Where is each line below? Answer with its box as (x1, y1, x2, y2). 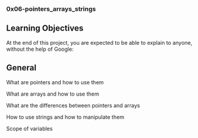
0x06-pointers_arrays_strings (6, 5, 96, 13)
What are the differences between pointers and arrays (6, 102, 140, 109)
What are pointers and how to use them (6, 78, 104, 85)
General (6, 63, 37, 73)
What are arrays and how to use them (6, 90, 100, 97)
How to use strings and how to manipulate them (6, 113, 125, 121)
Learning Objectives (6, 23, 84, 33)
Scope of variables (6, 125, 53, 132)
